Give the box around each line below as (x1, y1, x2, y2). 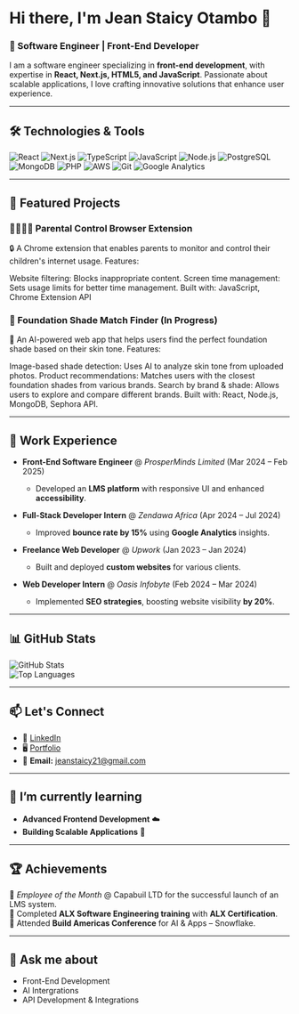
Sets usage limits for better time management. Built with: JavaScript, (9, 282, 261, 293)
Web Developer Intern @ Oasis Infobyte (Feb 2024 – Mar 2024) (21, 579, 258, 590)
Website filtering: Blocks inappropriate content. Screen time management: (9, 272, 280, 283)
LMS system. (9, 899, 58, 910)
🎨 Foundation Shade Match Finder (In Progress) (9, 313, 218, 326)
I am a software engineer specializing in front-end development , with (9, 60, 265, 70)
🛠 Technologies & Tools (9, 124, 145, 139)
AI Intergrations (21, 986, 79, 996)
